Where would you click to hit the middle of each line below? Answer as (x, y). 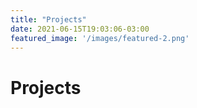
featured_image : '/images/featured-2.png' (100, 38)
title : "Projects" (48, 19)
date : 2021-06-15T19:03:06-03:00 (80, 29)
